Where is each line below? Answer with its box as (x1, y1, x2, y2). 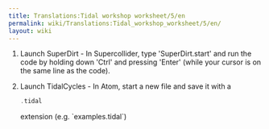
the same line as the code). (19, 66, 110, 76)
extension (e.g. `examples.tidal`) (19, 112, 127, 122)
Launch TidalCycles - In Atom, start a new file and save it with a (19, 81, 232, 91)
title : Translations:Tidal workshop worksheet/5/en (8, 11, 185, 20)
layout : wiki (8, 27, 52, 35)
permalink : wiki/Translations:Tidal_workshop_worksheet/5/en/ (8, 19, 221, 27)
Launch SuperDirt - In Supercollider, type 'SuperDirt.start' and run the (19, 49, 252, 59)
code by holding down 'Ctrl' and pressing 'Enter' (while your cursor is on (19, 57, 262, 67)
